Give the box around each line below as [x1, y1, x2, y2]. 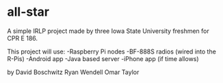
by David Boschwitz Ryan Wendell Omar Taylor [7, 68, 140, 76]
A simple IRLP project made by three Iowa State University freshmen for [7, 27, 210, 35]
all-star [7, 4, 50, 20]
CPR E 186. [7, 34, 38, 42]
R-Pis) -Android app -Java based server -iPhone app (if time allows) [7, 54, 200, 62]
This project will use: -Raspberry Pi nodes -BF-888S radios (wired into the [7, 47, 217, 56]
